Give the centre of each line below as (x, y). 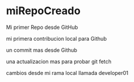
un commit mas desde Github (42, 50)
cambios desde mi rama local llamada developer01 (67, 73)
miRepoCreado (43, 11)
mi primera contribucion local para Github (56, 38)
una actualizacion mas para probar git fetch (59, 61)
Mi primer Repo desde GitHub (42, 27)
